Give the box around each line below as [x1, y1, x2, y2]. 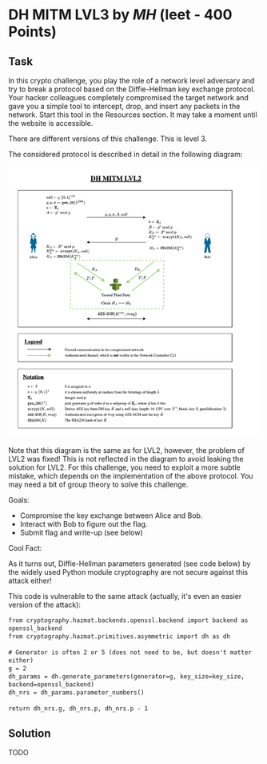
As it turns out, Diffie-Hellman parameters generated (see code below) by [8, 559, 251, 568]
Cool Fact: [8, 544, 42, 553]
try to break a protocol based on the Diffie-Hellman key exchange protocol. [8, 84, 256, 94]
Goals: [8, 495, 30, 505]
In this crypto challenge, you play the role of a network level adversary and [8, 76, 255, 85]
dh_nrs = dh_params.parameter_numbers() [8, 689, 145, 697]
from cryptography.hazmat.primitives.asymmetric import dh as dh [8, 633, 230, 641]
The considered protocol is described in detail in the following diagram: [8, 150, 243, 159]
